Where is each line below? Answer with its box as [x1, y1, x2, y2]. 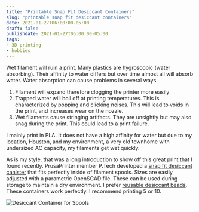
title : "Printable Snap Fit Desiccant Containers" [6, 8, 135, 15]
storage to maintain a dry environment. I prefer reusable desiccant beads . [6, 181, 188, 188]
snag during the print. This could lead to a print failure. [14, 120, 149, 127]
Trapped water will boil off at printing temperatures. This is [14, 94, 160, 102]
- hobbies [6, 48, 31, 54]
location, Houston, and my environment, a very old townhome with [6, 138, 170, 145]
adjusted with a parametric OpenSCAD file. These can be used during [6, 174, 178, 182]
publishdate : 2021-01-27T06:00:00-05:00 [6, 31, 109, 37]
